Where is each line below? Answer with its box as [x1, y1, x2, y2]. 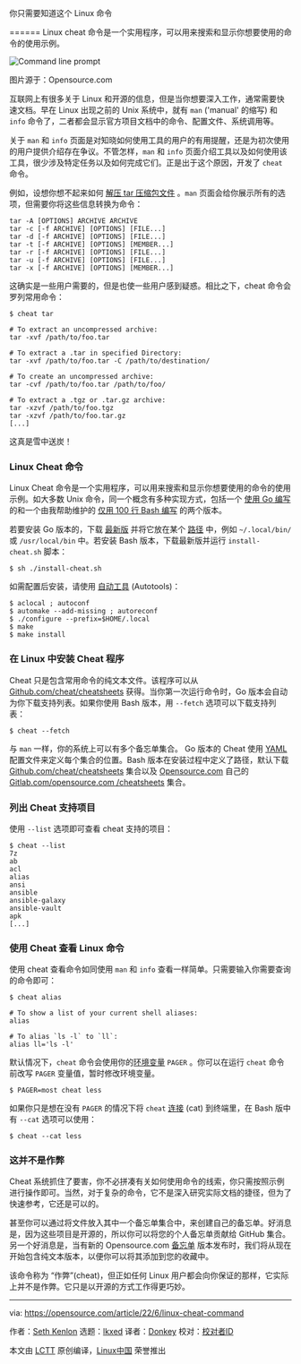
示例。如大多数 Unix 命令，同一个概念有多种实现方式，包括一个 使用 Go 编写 [9, 493, 291, 504]
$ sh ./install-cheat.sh [9, 564, 102, 573]
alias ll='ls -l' [9, 1040, 74, 1050]
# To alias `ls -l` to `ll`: [9, 1033, 118, 1042]
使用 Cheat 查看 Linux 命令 [9, 941, 125, 954]
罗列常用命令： [9, 292, 64, 302]
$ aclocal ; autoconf [9, 599, 90, 608]
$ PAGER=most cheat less [9, 1086, 102, 1095]
